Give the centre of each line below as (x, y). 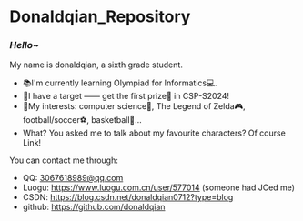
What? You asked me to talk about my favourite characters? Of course (154, 133)
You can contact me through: (64, 160)
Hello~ (24, 45)
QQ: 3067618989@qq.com (73, 178)
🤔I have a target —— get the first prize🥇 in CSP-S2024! (126, 96)
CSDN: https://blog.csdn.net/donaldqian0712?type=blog (128, 197)
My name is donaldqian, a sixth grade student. (96, 65)
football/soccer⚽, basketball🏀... (82, 120)
